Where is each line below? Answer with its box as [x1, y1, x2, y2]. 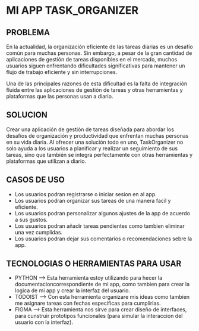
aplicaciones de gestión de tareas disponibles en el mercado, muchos [6, 56, 178, 63]
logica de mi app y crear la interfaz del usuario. [14, 287, 131, 294]
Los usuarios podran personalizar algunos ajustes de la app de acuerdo [14, 209, 190, 216]
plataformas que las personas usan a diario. [6, 93, 113, 100]
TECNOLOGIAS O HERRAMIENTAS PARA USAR [6, 259, 182, 269]
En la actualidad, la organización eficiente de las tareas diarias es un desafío [6, 43, 193, 50]
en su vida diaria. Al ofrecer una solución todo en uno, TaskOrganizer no [6, 138, 184, 146]
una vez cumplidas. [14, 228, 63, 236]
